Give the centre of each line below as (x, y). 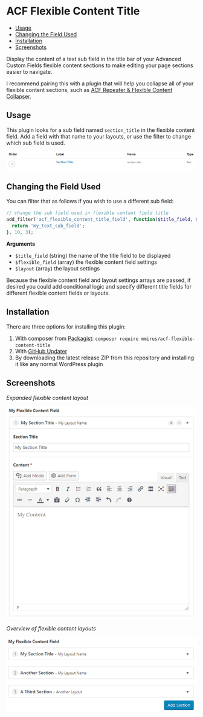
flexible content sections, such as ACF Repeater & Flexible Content (89, 90)
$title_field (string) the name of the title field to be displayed (93, 255)
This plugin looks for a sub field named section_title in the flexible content (101, 130)
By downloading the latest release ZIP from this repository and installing (105, 358)
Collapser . (19, 96)
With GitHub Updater (41, 351)
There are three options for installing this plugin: (66, 326)
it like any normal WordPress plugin (59, 364)
